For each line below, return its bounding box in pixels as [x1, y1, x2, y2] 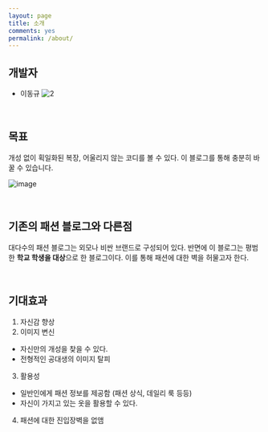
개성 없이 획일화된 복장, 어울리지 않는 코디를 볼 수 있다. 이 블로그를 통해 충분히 [8, 153, 252, 162]
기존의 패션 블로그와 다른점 [8, 220, 132, 234]
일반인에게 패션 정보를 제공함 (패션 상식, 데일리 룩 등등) [19, 388, 193, 397]
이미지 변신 [19, 327, 55, 336]
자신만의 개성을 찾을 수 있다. [19, 344, 108, 353]
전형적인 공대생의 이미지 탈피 [19, 354, 111, 364]
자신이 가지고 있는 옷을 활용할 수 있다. [19, 398, 138, 408]
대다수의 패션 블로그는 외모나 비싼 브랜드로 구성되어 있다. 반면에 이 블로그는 [8, 242, 244, 252]
